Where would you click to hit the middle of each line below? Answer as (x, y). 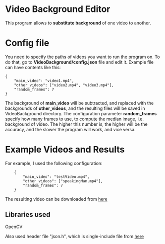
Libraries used (28, 215)
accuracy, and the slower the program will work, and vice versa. (70, 129)
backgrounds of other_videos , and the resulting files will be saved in (75, 108)
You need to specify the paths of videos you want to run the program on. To (82, 57)
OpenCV (14, 227)
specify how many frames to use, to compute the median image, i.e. (75, 119)
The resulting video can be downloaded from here (56, 199)
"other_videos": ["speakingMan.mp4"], (63, 181)
